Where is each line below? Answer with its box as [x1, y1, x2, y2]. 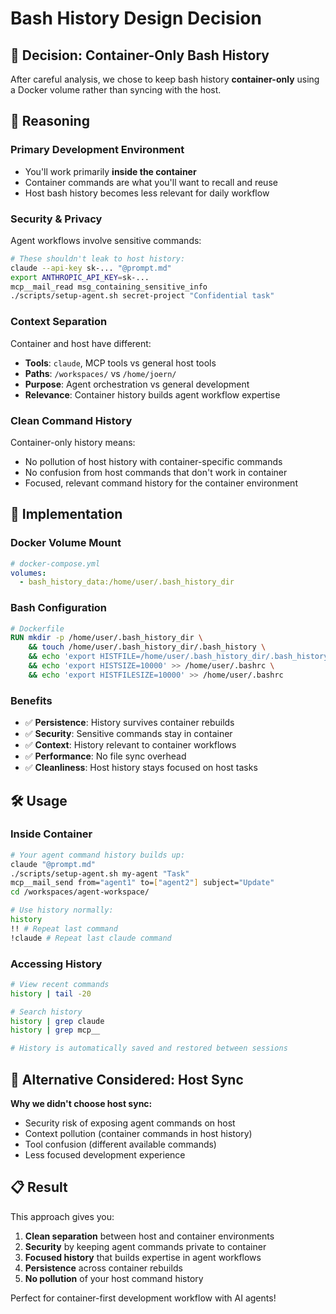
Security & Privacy [10, 212, 103, 226]
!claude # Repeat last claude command [10, 933, 172, 943]
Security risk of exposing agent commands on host [24, 1117, 236, 1129]
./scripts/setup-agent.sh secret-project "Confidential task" [10, 291, 275, 301]
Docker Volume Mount [10, 536, 122, 550]
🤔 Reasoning [10, 113, 90, 130]
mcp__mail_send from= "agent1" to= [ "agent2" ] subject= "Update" [10, 878, 275, 888]
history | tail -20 [10, 988, 92, 999]
